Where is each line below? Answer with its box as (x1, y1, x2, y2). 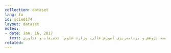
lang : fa (5, 12, 23, 17)
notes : (5, 26, 19, 31)
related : (5, 40, 23, 45)
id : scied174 (5, 17, 33, 22)
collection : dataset (5, 7, 49, 13)
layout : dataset (5, 21, 39, 27)
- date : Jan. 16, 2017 (5, 31, 53, 36)
